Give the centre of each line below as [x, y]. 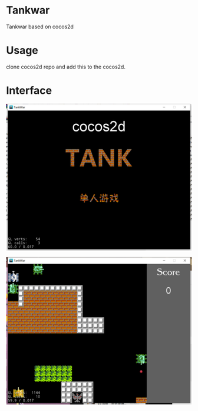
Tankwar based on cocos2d [40, 27]
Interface [29, 91]
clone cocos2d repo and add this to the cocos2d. [66, 67]
